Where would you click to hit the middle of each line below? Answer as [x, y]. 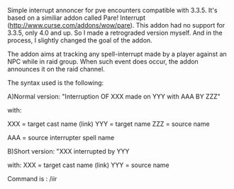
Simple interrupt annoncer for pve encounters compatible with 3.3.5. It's [112, 10]
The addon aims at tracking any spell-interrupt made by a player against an [117, 54]
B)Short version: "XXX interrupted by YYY [68, 151]
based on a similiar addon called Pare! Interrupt [77, 18]
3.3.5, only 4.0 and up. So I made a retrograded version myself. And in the [115, 33]
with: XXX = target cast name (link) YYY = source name [88, 165]
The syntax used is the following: [56, 83]
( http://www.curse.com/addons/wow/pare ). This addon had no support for [116, 25]
